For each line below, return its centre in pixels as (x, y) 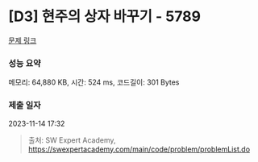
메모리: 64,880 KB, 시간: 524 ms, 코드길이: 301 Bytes (94, 82)
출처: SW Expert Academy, (72, 140)
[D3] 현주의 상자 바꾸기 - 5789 (105, 17)
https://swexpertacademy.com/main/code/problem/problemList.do (139, 149)
